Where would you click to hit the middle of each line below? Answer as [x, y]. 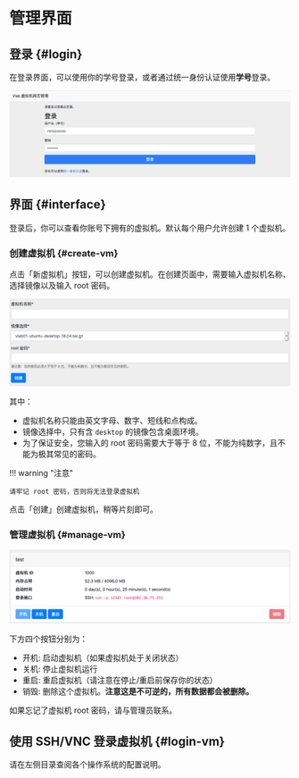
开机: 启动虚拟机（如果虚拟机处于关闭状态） [103, 658]
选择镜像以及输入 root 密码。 [62, 286]
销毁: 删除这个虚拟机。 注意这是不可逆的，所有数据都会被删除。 [138, 691]
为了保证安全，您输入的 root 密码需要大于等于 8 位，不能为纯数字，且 [150, 443]
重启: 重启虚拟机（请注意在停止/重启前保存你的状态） [120, 681]
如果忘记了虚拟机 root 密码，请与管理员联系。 [93, 710]
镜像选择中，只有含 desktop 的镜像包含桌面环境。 [112, 432]
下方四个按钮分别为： [48, 639]
